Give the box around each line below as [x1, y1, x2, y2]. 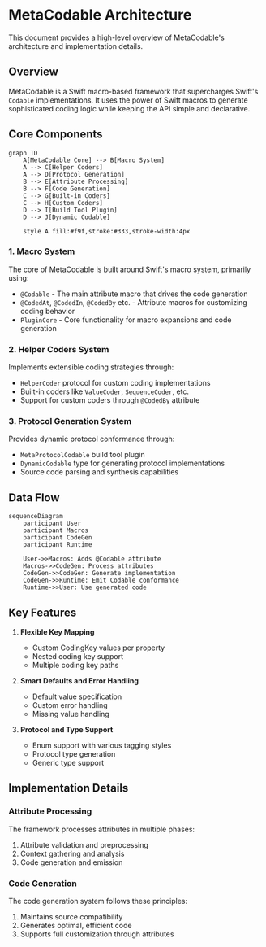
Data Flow [8, 491, 60, 504]
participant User [23, 519, 82, 528]
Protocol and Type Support [19, 725, 114, 735]
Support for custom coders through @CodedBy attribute [19, 395, 200, 405]
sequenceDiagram [8, 513, 63, 521]
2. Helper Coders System [8, 343, 109, 355]
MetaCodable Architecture [8, 6, 192, 24]
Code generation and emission [19, 857, 123, 867]
